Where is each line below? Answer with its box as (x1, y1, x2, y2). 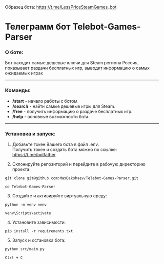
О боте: (5, 49, 23, 56)
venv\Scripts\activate (5, 211, 51, 216)
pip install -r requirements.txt (5, 229, 73, 234)
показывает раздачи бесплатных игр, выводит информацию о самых (5, 65, 150, 71)
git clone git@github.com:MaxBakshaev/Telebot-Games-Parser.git (5, 176, 139, 181)
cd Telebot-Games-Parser (5, 185, 56, 189)
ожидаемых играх (5, 70, 43, 76)
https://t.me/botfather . (12, 152, 57, 158)
